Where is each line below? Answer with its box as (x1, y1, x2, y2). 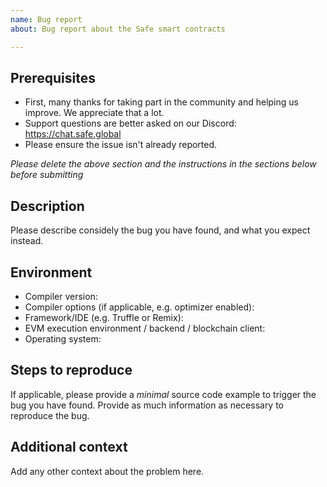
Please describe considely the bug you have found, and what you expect (10, 224, 311, 236)
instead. (10, 235, 44, 247)
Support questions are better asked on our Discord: (24, 117, 237, 130)
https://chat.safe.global (24, 128, 122, 140)
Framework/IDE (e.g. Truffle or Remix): (24, 311, 184, 323)
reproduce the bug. (10, 409, 90, 421)
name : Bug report (10, 14, 83, 25)
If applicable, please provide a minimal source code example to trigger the (10, 388, 317, 400)
